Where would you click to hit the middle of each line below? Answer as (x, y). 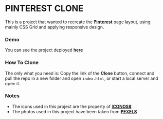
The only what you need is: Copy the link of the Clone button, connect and (80, 73)
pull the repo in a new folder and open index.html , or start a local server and (81, 78)
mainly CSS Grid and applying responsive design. (54, 27)
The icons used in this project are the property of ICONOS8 (72, 106)
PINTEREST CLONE (44, 8)
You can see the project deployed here (44, 50)
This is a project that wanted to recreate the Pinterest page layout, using (78, 22)
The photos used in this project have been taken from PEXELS (74, 111)
